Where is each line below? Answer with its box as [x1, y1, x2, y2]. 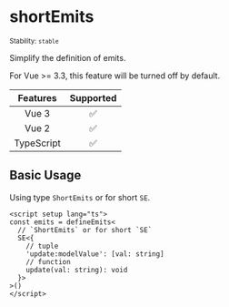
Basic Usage [9, 168, 82, 183]
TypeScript [14, 137, 61, 149]
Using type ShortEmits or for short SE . [9, 191, 151, 202]
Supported [69, 91, 117, 104]
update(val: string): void [25, 265, 128, 274]
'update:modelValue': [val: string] [25, 249, 165, 259]
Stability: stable [9, 36, 59, 46]
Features [17, 91, 57, 104]
